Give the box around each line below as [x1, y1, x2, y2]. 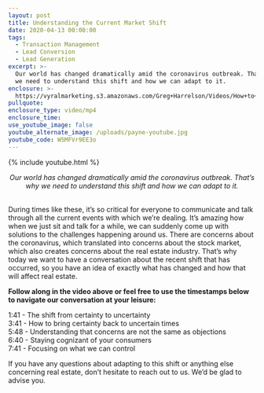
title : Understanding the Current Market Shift [8, 19, 167, 27]
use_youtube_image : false [8, 121, 93, 129]
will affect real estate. [8, 271, 78, 281]
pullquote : [8, 99, 44, 107]
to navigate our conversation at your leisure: [8, 295, 156, 304]
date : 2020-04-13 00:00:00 [8, 26, 97, 34]
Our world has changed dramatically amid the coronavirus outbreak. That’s [9, 172, 255, 182]
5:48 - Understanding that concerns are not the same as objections [8, 327, 226, 336]
